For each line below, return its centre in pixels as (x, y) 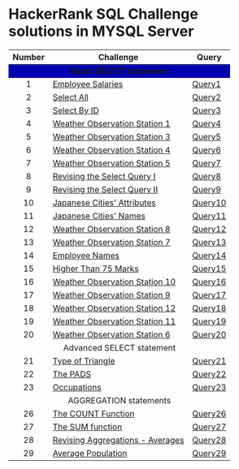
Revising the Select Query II (105, 189)
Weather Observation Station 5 (111, 163)
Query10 (209, 202)
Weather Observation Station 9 (111, 295)
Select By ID (76, 110)
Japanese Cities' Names (99, 216)
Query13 (209, 242)
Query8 (207, 176)
